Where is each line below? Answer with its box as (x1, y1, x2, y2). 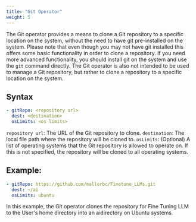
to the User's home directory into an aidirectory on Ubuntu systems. (6, 209, 173, 217)
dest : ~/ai (11, 186, 39, 193)
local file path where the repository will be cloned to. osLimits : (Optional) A (6, 135, 191, 142)
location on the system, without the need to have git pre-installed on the (6, 37, 183, 44)
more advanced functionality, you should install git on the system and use (6, 56, 187, 63)
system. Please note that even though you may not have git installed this (6, 43, 183, 50)
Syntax (6, 91, 33, 102)
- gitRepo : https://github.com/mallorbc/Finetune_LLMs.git (6, 181, 156, 187)
